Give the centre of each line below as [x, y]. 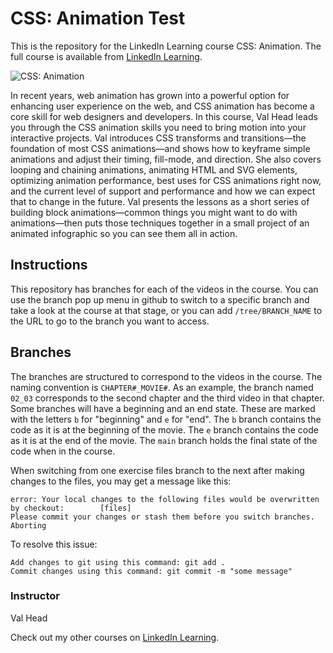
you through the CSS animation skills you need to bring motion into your [158, 127]
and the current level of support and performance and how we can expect [163, 191]
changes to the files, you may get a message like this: [121, 481]
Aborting [28, 525]
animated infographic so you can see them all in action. [124, 233]
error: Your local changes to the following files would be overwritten [165, 499]
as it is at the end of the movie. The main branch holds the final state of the [164, 440]
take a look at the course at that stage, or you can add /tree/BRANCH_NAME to [166, 310]
